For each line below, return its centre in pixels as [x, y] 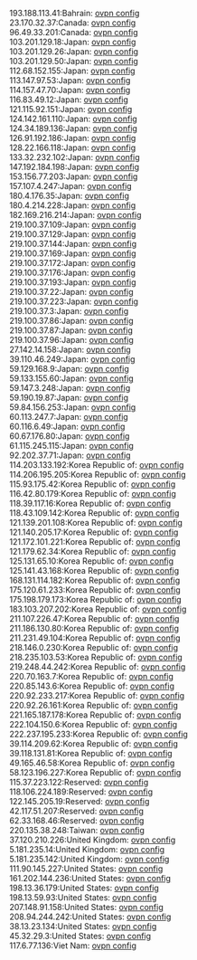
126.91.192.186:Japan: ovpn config [73, 138]
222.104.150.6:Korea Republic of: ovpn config [94, 724]
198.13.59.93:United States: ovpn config [83, 898]
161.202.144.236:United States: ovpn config [90, 878]
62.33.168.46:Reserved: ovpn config [77, 821]
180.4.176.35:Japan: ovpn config [69, 195]
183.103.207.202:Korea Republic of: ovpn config [98, 609]
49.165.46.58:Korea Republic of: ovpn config [92, 763]
